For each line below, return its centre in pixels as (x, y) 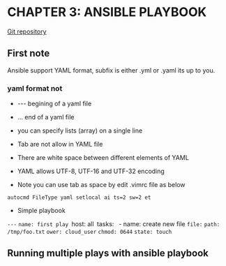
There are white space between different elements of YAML (103, 158)
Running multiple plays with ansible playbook (108, 253)
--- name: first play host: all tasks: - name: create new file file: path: (114, 224)
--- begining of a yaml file (54, 104)
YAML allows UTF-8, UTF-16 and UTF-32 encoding (91, 171)
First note (29, 53)
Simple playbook (42, 211)
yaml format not (35, 88)
